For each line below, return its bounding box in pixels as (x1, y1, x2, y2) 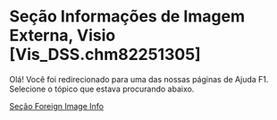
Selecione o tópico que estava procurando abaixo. (9, 83, 195, 94)
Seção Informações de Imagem (9, 6, 246, 27)
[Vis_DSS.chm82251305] (9, 45, 201, 64)
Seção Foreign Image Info (9, 100, 105, 111)
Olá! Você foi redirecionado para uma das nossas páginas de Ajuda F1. (9, 73, 269, 84)
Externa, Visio (9, 25, 116, 46)
